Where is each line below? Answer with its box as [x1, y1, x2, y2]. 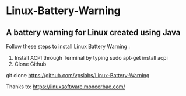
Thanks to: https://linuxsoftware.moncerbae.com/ [6, 83, 125, 90]
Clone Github [14, 60, 47, 67]
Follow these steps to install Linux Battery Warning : [6, 43, 130, 50]
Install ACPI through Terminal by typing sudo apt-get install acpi [14, 54, 168, 61]
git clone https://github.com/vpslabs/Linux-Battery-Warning [6, 72, 150, 78]
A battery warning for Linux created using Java [6, 28, 181, 37]
